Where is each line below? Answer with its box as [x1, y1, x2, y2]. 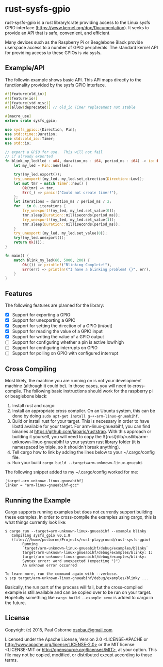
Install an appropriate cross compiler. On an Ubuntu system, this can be [12, 408, 155, 414]
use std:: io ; [5, 140, 32, 146]
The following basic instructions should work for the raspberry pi [23, 388, 153, 394]
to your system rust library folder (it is [65, 439, 141, 445]
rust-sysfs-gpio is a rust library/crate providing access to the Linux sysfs [5, 20, 150, 25]
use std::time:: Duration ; [5, 132, 57, 137]
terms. [5, 657, 18, 663]
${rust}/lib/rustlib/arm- [102, 434, 148, 440]
